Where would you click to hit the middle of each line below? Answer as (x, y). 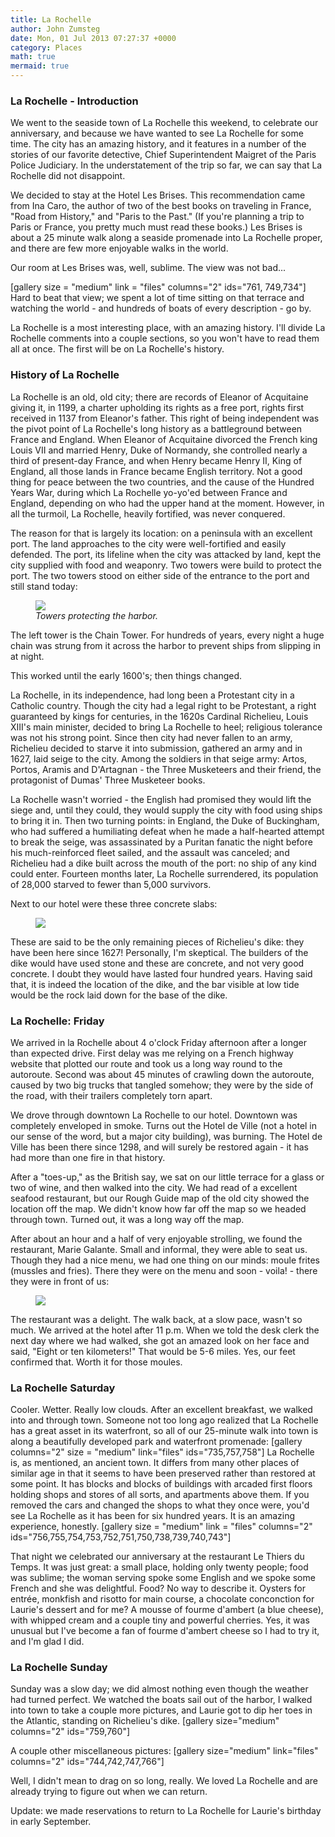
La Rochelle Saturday (63, 1388)
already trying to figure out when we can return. (109, 1792)
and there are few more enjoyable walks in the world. (119, 248)
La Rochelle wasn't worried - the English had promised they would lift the (161, 799)
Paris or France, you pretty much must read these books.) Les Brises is (156, 227)
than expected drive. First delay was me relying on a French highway (152, 1053)
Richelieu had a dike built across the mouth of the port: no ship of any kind (163, 863)
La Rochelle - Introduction (74, 101)
